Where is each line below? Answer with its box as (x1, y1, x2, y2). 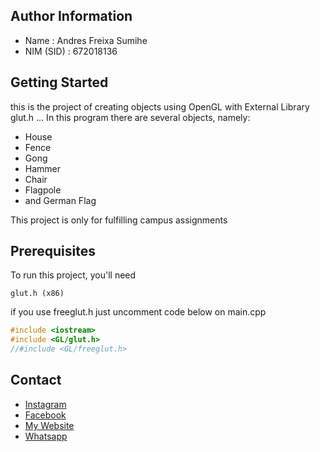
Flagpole (24, 184, 62, 196)
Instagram (24, 398, 67, 410)
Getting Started (10, 74, 109, 91)
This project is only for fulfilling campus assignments (10, 214, 228, 226)
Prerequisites (10, 243, 96, 260)
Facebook (24, 409, 67, 421)
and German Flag (24, 194, 97, 206)
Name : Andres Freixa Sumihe (24, 34, 148, 46)
